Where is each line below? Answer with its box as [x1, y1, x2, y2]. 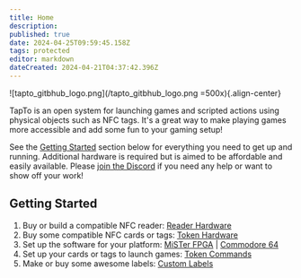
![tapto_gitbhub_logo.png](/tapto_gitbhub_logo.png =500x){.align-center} [9, 87, 281, 99]
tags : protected [9, 47, 70, 56]
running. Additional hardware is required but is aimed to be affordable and [9, 151, 283, 161]
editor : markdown [9, 55, 75, 64]
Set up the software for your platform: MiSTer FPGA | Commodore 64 [22, 239, 279, 249]
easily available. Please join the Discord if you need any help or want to [9, 161, 272, 171]
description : [9, 22, 58, 30]
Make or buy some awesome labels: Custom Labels [22, 257, 214, 269]
